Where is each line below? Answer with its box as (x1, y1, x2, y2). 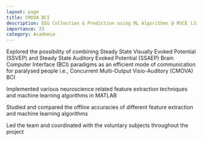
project (6, 128, 24, 136)
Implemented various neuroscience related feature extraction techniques (6, 85, 188, 93)
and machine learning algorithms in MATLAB (6, 92, 117, 99)
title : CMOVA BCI (6, 15, 50, 21)
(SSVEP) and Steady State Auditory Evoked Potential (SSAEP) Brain (6, 54, 174, 62)
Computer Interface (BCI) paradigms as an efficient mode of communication (6, 61, 196, 68)
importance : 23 (6, 25, 45, 32)
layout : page (6, 8, 39, 15)
